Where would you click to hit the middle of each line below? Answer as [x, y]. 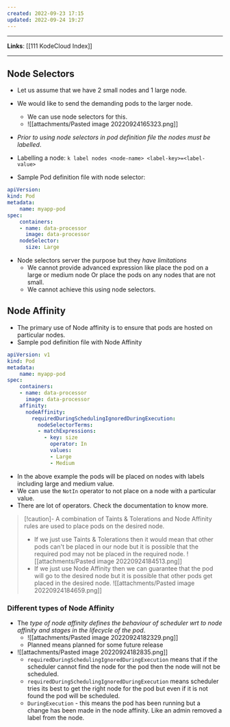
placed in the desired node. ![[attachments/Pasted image [114, 583]
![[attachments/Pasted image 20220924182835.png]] [92, 652]
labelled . [29, 145]
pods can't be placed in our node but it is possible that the [116, 547]
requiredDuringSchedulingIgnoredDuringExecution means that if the [122, 659]
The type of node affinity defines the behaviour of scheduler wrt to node [119, 623]
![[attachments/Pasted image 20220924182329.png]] [103, 637]
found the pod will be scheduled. [74, 695]
